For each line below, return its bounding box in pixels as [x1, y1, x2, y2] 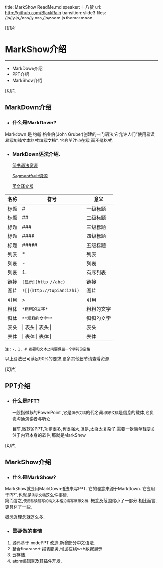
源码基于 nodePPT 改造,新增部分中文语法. [12, 539, 96, 546]
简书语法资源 [12, 162, 38, 168]
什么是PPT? [12, 398, 40, 405]
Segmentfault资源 [12, 173, 48, 178]
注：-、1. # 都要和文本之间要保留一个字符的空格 [5, 347, 91, 352]
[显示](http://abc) [22, 279, 65, 284]
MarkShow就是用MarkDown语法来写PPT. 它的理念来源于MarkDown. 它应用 [5, 486, 155, 492]
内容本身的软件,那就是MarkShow [20, 432, 86, 438]
